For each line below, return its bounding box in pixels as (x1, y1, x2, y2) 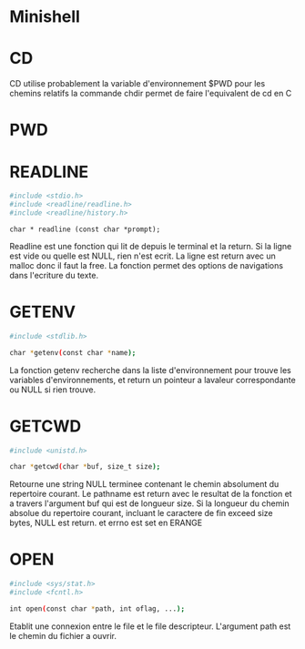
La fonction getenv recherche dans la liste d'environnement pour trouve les (9, 364, 291, 375)
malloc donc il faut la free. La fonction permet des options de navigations (9, 259, 284, 270)
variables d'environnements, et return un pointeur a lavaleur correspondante (9, 374, 296, 385)
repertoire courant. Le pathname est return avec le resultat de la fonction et (9, 489, 293, 500)
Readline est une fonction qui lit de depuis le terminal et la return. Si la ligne (9, 240, 292, 251)
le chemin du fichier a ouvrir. (9, 630, 117, 641)
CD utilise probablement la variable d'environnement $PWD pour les (9, 78, 266, 89)
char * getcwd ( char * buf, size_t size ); (9, 462, 161, 472)
